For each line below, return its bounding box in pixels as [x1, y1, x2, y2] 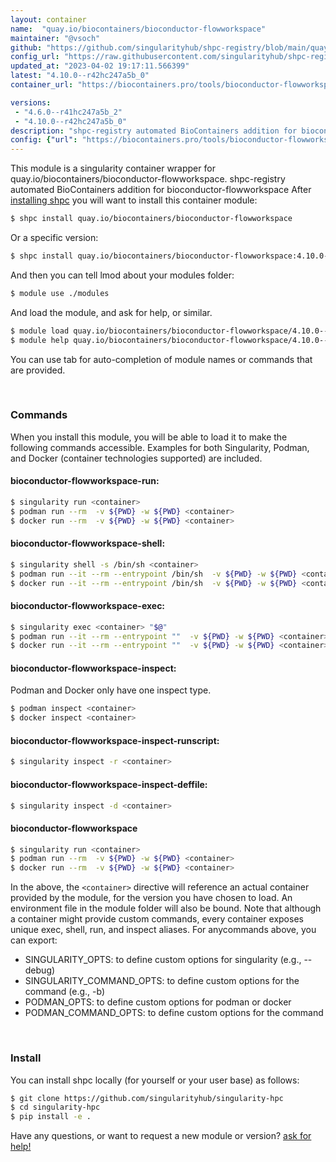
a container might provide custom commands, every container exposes [10, 913, 304, 925]
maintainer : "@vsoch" [10, 33, 101, 43]
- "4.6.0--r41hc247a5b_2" [14, 107, 123, 117]
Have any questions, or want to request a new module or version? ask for [10, 1130, 312, 1142]
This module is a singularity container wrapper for [10, 162, 216, 175]
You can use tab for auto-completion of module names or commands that [10, 353, 313, 365]
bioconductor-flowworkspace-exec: [10, 600, 166, 612]
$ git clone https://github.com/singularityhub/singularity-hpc [10, 1093, 284, 1103]
